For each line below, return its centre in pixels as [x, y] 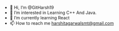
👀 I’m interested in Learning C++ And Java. [53, 13]
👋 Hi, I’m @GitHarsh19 [32, 8]
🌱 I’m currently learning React [40, 18]
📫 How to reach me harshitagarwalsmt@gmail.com [62, 23]
